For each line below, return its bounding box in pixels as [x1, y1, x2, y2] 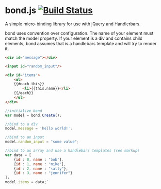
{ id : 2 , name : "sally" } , [14, 166, 68, 171]
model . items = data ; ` [5, 180, 49, 185]
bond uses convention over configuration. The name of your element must [5, 30, 154, 36]
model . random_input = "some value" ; [5, 140, 79, 144]
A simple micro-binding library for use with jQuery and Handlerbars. [5, 21, 141, 27]
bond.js [5, 5, 36, 16]
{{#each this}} [14, 81, 45, 87]
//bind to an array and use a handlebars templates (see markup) [5, 148, 140, 153]
